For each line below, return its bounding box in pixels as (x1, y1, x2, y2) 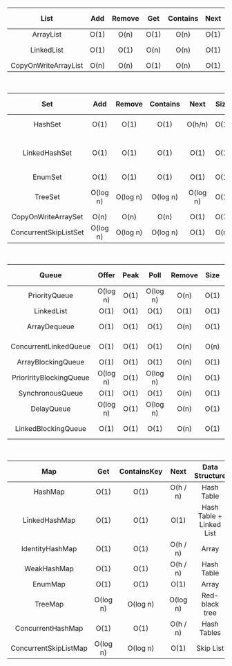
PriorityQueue (28, 290, 74, 300)
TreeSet (34, 192, 61, 201)
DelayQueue (30, 404, 71, 414)
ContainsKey (119, 467, 163, 476)
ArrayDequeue (26, 322, 75, 331)
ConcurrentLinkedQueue (10, 342, 91, 351)
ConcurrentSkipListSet (10, 228, 84, 237)
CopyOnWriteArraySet (11, 212, 84, 221)
